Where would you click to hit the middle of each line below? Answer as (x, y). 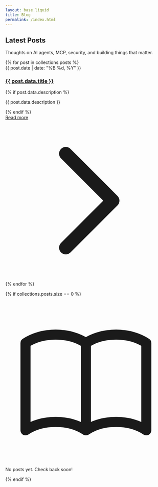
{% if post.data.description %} (37, 92)
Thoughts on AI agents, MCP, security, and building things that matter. (79, 53)
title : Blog (18, 15)
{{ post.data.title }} (29, 81)
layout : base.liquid (27, 10)
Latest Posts (26, 40)
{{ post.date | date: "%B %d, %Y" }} (43, 68)
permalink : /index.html (31, 19)
